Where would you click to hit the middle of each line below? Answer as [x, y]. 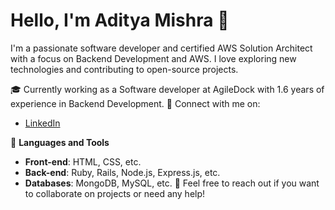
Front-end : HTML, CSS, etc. [83, 161]
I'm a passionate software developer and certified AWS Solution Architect [161, 48]
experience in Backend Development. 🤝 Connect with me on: [135, 103]
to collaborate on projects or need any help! [115, 193]
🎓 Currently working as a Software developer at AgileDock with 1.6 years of [167, 89]
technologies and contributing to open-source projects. [124, 69]
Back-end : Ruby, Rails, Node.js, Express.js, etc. [122, 172]
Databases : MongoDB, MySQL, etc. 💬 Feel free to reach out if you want [172, 183]
